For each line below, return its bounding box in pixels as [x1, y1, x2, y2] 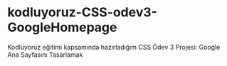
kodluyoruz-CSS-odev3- [7, 4, 158, 21]
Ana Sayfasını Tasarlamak [7, 50, 83, 59]
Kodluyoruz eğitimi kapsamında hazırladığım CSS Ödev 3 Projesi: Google [7, 43, 221, 51]
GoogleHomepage [7, 19, 117, 35]
